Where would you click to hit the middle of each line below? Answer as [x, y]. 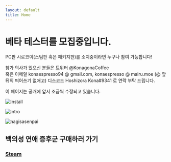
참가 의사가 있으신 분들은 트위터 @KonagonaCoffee [57, 68]
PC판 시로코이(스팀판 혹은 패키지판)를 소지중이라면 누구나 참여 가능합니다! [79, 57]
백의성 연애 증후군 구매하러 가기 [52, 139]
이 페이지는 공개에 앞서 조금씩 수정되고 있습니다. [53, 92]
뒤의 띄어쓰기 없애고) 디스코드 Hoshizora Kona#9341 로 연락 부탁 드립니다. [80, 80]
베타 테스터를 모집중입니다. [58, 42]
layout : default [22, 10]
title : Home [18, 15]
